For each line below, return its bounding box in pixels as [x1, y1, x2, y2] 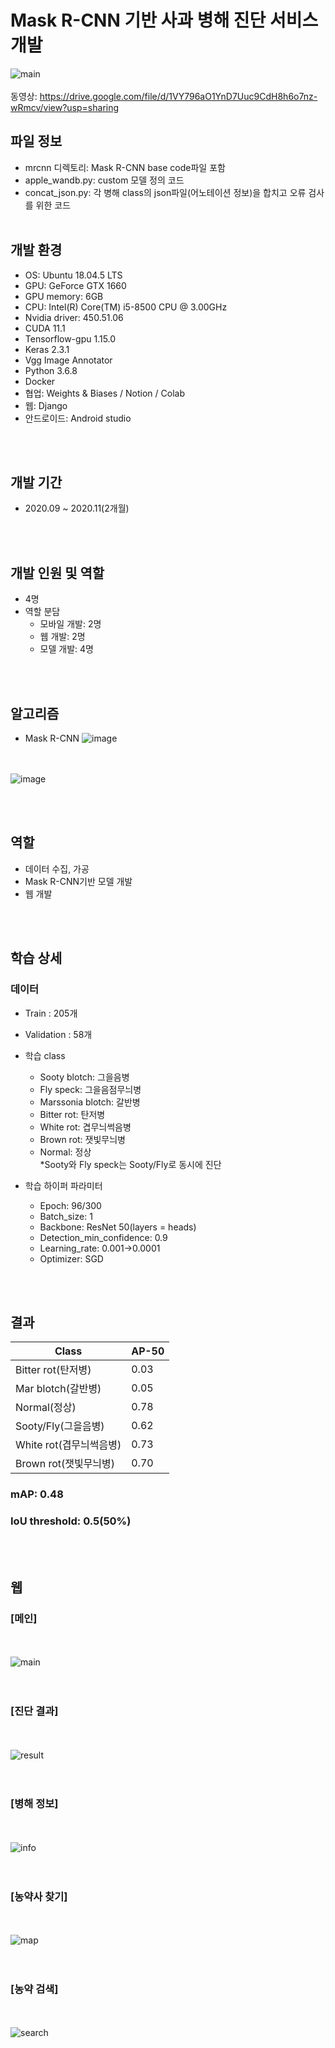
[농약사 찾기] [10, 1889, 68, 1903]
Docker [24, 375, 56, 387]
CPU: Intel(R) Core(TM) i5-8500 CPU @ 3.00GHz [24, 301, 228, 313]
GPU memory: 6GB [24, 290, 104, 302]
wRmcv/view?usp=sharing [10, 101, 120, 113]
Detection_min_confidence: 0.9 [39, 1231, 168, 1243]
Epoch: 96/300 [39, 1199, 102, 1211]
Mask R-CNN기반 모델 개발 [24, 875, 133, 887]
